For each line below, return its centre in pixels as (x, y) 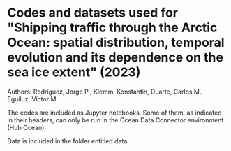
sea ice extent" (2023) (74, 72)
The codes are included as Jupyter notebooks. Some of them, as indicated (114, 113)
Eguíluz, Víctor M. (32, 99)
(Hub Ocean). (27, 127)
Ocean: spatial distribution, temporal (116, 43)
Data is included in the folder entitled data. (68, 141)
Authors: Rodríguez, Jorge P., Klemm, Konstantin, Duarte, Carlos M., (105, 92)
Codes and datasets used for (92, 13)
